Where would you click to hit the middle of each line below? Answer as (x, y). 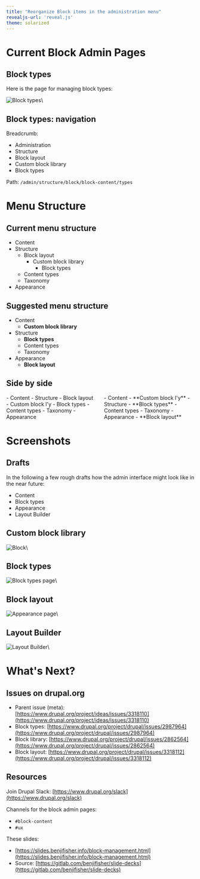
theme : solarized (28, 23)
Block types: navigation (51, 119)
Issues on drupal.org (46, 693)
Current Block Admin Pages (76, 52)
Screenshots (39, 441)
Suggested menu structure (57, 306)
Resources (27, 777)
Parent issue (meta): (40, 708)
